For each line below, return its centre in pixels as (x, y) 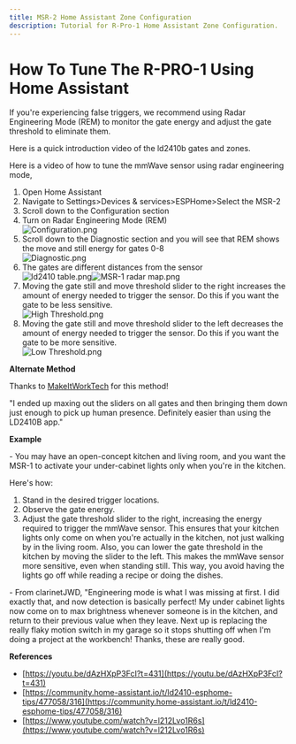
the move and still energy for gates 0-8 (93, 249)
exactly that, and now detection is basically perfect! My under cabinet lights (147, 602)
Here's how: (31, 483)
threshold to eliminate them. (60, 131)
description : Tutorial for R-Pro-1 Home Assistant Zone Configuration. (144, 26)
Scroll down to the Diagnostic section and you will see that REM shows (151, 239)
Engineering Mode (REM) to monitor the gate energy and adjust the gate (140, 122)
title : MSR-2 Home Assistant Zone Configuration (100, 17)
